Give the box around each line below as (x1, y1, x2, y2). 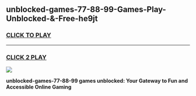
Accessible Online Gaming (6, 83, 72, 90)
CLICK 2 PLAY (6, 53, 47, 61)
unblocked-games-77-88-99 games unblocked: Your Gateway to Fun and (6, 77, 188, 84)
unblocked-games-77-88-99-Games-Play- (6, 5, 166, 15)
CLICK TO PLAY (6, 31, 51, 40)
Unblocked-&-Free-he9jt (6, 14, 98, 24)
